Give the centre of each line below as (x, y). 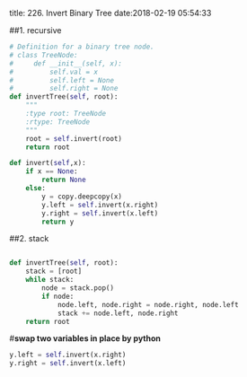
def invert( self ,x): (48, 163)
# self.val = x (54, 72)
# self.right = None (64, 89)
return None (64, 180)
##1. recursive (35, 30)
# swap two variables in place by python (85, 338)
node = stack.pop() (78, 288)
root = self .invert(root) (74, 138)
